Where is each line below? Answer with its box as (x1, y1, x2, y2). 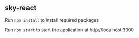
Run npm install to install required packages (5, 17, 99, 23)
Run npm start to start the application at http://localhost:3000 (5, 27, 134, 33)
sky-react (5, 4, 37, 12)
